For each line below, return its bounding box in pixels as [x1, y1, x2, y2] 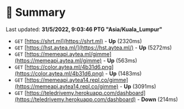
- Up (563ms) [102, 57, 138, 64]
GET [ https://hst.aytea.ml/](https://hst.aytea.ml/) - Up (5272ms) [14, 44, 172, 51]
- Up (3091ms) [119, 82, 157, 90]
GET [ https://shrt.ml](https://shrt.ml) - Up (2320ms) [14, 37, 143, 44]
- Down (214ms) [137, 96, 178, 103]
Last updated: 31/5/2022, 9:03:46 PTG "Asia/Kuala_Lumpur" [5, 26, 163, 33]
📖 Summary [5, 5, 66, 19]
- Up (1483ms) [105, 69, 142, 77]
